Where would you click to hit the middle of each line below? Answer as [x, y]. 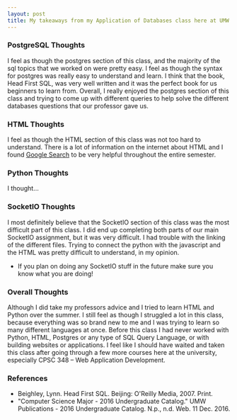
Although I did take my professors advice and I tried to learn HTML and [111, 307]
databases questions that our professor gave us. [78, 106]
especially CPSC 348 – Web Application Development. [87, 360]
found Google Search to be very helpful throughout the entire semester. [112, 155]
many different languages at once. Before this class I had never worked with [118, 329]
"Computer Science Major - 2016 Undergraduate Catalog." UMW [112, 402]
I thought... [23, 188]
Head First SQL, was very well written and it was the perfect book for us [112, 83]
